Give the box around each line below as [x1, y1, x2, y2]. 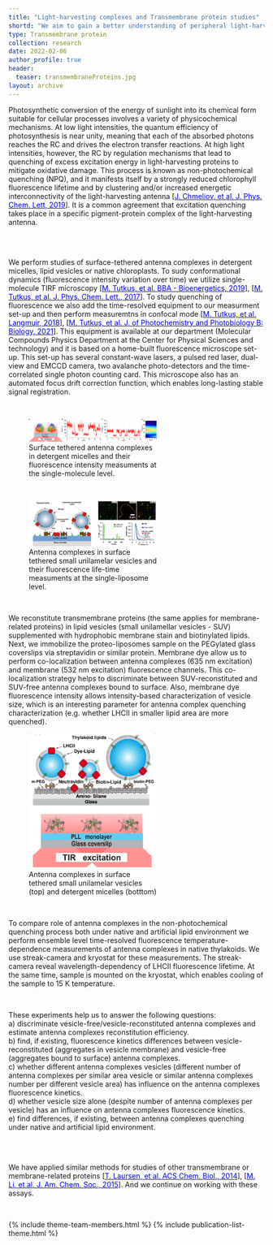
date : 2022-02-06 [8, 47, 67, 56]
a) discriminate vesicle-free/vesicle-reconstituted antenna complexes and [8, 1019, 256, 1029]
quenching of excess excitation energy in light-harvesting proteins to [8, 157, 239, 166]
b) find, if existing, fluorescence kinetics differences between [8, 1036, 214, 1046]
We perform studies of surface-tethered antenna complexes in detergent [8, 257, 253, 267]
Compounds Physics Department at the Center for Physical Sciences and [8, 335, 253, 344]
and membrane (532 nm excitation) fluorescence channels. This [8, 665, 223, 675]
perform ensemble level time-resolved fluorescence [8, 936, 183, 945]
